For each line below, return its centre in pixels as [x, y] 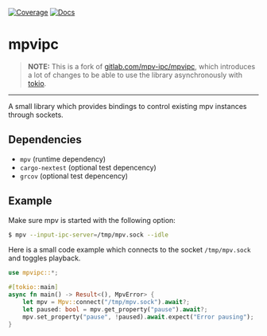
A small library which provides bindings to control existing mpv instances [128, 106]
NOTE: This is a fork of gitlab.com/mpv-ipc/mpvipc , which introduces [141, 66]
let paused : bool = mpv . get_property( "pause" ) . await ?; [115, 309]
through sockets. [36, 115]
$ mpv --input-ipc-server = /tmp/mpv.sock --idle [89, 235]
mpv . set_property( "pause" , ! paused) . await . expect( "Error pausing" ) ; [138, 317]
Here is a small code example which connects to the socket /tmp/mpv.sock [130, 250]
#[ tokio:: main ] [33, 287]
